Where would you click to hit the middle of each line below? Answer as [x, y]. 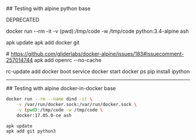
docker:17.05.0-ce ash [44, 115]
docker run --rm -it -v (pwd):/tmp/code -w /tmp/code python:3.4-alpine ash [97, 31]
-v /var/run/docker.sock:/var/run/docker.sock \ [77, 104]
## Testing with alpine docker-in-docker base [61, 88]
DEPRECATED [23, 20]
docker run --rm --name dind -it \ [49, 99]
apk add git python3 [31, 131]
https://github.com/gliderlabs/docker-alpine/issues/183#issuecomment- [97, 54]
